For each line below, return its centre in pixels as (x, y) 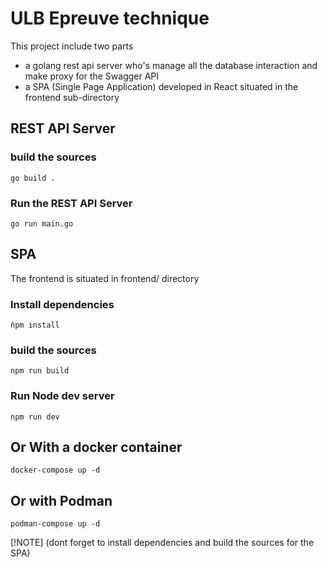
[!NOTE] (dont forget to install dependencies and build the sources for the (162, 543)
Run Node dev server (62, 396)
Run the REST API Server (71, 203)
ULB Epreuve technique (110, 18)
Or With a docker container (96, 447)
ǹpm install (35, 325)
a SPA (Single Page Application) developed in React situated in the (161, 86)
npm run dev (35, 417)
